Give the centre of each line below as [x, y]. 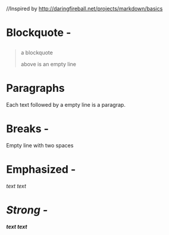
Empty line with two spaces [40, 146]
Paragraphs [36, 88]
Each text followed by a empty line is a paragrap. [66, 105]
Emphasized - [41, 170]
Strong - [27, 210]
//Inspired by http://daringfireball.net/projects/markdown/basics [84, 9]
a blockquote [37, 52]
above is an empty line [48, 64]
